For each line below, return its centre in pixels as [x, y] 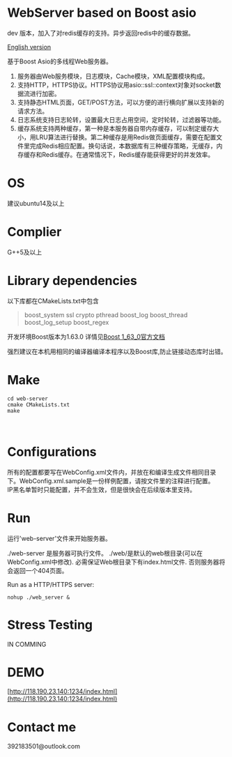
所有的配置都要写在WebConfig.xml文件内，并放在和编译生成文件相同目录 [112, 472]
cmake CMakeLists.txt [39, 405]
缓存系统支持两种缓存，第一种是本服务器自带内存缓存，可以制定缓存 [115, 128]
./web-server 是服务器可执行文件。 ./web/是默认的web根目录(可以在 [105, 553]
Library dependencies [72, 281]
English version [29, 47]
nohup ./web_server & [39, 597]
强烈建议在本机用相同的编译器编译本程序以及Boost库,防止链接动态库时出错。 [117, 351]
